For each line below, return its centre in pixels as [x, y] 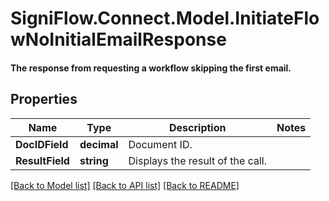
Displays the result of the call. [197, 160]
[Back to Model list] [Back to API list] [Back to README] [125, 185]
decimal [99, 144]
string [94, 160]
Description [198, 127]
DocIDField [42, 144]
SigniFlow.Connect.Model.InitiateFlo [165, 18]
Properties [44, 99]
